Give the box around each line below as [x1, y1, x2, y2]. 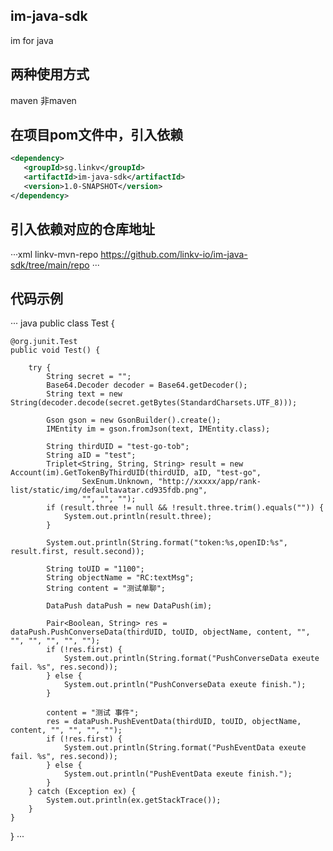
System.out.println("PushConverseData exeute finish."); [63, 680, 307, 690]
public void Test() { [10, 345, 101, 356]
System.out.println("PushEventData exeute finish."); [63, 769, 293, 779]
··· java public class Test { [10, 317, 115, 329]
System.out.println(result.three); [63, 512, 213, 522]
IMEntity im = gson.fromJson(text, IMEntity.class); [46, 424, 271, 434]
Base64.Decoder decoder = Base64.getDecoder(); [46, 380, 248, 391]
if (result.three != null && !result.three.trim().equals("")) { [46, 503, 325, 513]
